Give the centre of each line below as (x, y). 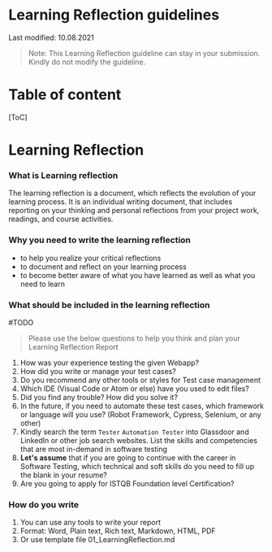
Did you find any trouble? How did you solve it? (99, 397)
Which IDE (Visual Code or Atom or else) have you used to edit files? (134, 389)
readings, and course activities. (61, 219)
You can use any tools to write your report (90, 523)
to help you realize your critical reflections (91, 258)
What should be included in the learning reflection (109, 305)
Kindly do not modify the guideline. (87, 62)
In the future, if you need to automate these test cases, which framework (142, 406)
